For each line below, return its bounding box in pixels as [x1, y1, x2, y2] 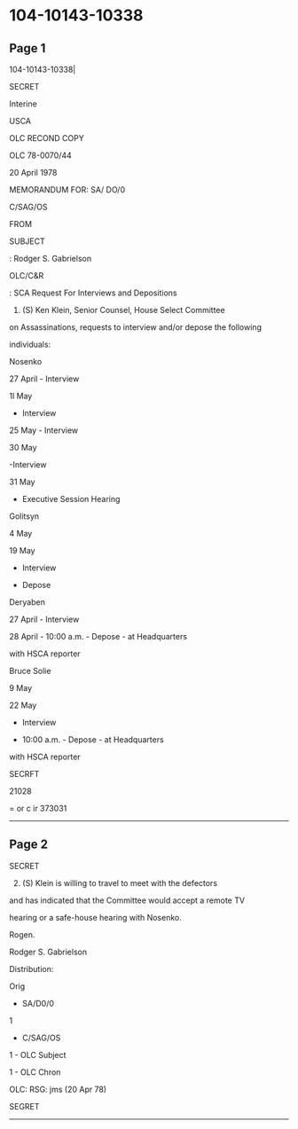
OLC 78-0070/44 [9, 150, 73, 161]
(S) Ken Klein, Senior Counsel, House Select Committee [21, 305, 225, 315]
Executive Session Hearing [21, 494, 121, 504]
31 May [9, 476, 35, 487]
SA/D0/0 [21, 998, 55, 1008]
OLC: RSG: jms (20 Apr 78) [9, 1084, 107, 1094]
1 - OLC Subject [9, 1049, 67, 1060]
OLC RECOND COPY [9, 133, 84, 143]
